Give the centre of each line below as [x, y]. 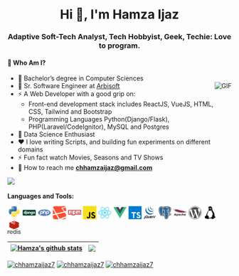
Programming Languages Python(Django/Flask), [99, 120]
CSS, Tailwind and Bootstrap [70, 112]
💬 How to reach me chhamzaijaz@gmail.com [85, 168]
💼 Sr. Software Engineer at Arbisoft [69, 86]
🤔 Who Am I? [27, 63]
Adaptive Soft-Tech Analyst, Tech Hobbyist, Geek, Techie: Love [119, 37]
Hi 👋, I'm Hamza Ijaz [119, 15]
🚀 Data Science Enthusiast [56, 134]
